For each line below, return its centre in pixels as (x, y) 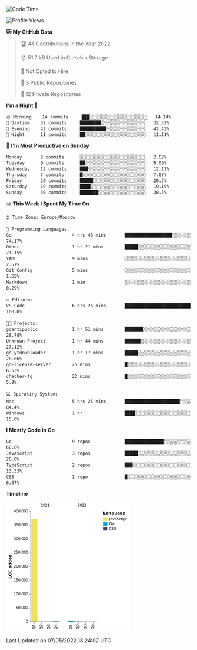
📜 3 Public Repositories (49, 83)
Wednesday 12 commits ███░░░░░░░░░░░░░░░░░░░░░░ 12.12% (88, 169)
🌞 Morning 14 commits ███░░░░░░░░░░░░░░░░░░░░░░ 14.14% (89, 117)
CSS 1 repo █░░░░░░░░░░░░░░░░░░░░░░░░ (98, 477)
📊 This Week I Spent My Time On (48, 204)
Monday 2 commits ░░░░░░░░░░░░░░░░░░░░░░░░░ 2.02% (86, 157)
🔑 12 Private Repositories (51, 94)
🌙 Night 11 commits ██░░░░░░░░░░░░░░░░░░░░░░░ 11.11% (88, 135)
